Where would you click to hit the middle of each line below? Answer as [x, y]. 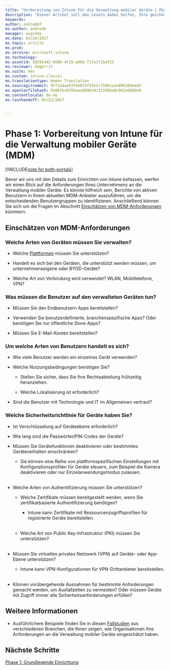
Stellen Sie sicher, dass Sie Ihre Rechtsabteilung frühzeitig [81, 377]
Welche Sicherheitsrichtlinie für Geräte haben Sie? [69, 415]
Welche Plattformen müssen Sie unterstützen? [61, 253]
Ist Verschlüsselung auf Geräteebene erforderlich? [65, 426]
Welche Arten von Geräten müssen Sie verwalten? [68, 242]
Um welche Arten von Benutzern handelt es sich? [67, 346]
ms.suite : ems [20, 72]
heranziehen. [34, 382]
